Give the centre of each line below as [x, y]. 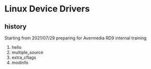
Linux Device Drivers [47, 9]
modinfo [20, 63]
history [16, 27]
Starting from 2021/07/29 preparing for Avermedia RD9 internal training [75, 38]
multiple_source [27, 52]
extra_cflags [24, 57]
